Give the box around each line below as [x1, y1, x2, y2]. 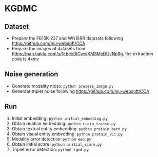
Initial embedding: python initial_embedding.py [11, 115, 108, 121]
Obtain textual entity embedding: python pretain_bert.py [11, 125, 127, 132]
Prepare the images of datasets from [11, 46, 86, 51]
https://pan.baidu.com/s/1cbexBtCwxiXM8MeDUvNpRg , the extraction [11, 51, 154, 57]
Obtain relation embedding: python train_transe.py [11, 120, 116, 126]
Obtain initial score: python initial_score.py [11, 141, 102, 147]
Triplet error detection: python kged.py [11, 146, 89, 152]
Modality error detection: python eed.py [11, 136, 92, 142]
